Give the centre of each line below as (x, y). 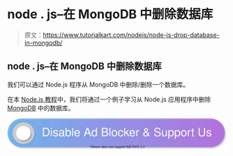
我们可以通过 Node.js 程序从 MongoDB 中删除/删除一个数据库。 (98, 84)
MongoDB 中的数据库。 (41, 108)
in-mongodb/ (43, 42)
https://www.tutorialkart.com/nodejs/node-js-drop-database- (131, 35)
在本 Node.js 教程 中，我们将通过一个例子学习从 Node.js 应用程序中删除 (109, 99)
